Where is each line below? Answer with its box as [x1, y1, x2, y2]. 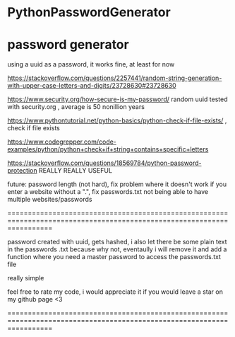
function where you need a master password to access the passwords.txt [7, 253, 221, 261]
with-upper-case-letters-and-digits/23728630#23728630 [7, 81, 176, 90]
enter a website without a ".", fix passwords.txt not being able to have [7, 188, 209, 196]
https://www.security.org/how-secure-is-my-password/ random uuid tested [7, 95, 228, 103]
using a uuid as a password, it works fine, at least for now [7, 60, 175, 69]
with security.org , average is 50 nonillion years [7, 103, 145, 111]
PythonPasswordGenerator [7, 4, 171, 21]
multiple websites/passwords [7, 195, 92, 204]
